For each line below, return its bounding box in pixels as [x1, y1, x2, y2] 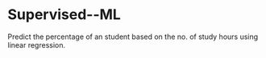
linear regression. [7, 40, 66, 49]
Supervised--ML [7, 6, 122, 24]
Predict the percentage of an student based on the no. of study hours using [7, 32, 259, 41]
